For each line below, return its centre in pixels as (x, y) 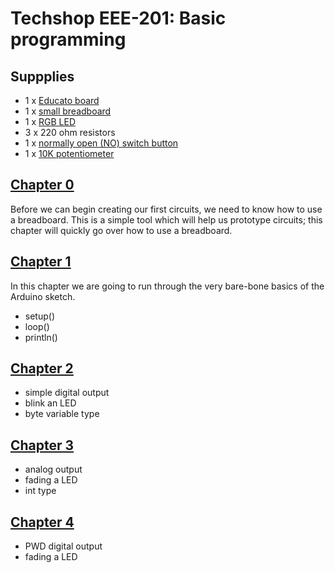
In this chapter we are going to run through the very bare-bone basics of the (167, 286)
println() (41, 337)
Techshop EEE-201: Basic (118, 18)
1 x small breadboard (68, 111)
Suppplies (42, 76)
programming (68, 39)
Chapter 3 (42, 445)
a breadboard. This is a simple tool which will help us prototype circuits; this (166, 219)
